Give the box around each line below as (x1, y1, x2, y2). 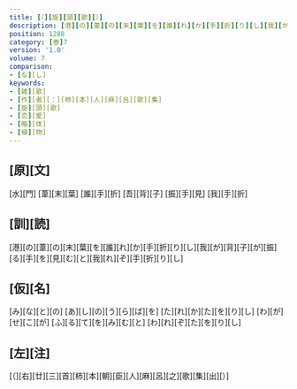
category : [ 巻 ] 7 (9, 37, 68, 47)
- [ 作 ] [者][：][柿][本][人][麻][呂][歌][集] (9, 95, 163, 104)
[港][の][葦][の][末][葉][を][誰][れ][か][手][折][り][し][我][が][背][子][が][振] (9, 241, 278, 252)
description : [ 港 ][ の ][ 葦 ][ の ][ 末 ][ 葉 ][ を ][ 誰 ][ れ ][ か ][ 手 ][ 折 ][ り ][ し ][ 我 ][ (9, 21, 283, 30)
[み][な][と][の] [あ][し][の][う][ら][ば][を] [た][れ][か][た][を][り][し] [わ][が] (9, 306, 285, 317)
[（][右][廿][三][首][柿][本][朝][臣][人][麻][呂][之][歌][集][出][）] (9, 370, 230, 381)
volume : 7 (9, 54, 46, 63)
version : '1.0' (9, 46, 65, 55)
